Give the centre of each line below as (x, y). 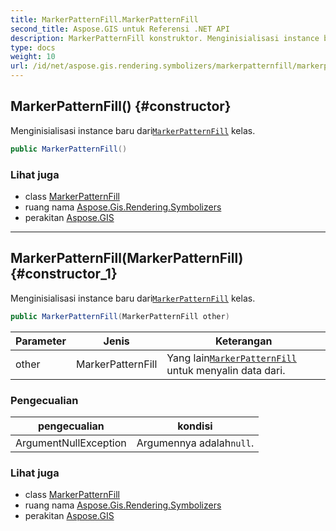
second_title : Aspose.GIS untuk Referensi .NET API (120, 29)
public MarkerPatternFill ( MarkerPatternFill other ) (120, 316)
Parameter (41, 341)
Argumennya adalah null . (195, 443)
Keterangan (243, 341)
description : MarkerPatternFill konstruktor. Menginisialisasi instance (165, 38)
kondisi (195, 426)
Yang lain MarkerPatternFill (231, 358)
